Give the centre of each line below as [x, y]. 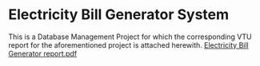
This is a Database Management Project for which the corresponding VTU [130, 37]
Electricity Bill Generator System [119, 15]
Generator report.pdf [43, 53]
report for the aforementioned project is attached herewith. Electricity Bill [129, 45]
